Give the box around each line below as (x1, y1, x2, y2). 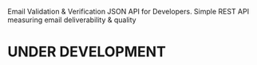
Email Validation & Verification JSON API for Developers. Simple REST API (7, 7, 249, 16)
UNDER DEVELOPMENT (7, 43, 167, 61)
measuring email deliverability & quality (7, 15, 136, 25)
